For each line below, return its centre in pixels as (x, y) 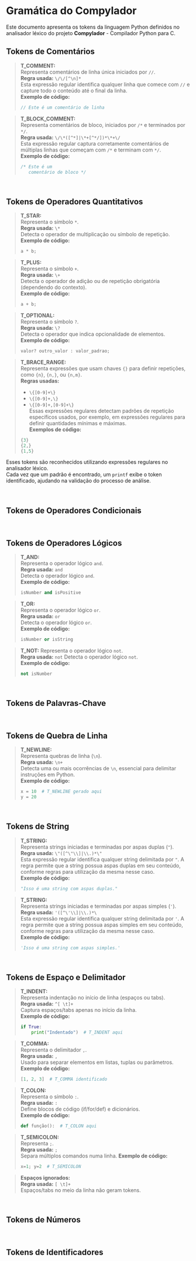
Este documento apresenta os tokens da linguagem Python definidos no (93, 27)
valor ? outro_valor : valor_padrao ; (65, 351)
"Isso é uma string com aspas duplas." (69, 888)
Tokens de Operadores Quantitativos (75, 201)
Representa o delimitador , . (54, 1050)
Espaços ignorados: (45, 1177)
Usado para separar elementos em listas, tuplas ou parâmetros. (97, 1062)
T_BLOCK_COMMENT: (48, 119)
